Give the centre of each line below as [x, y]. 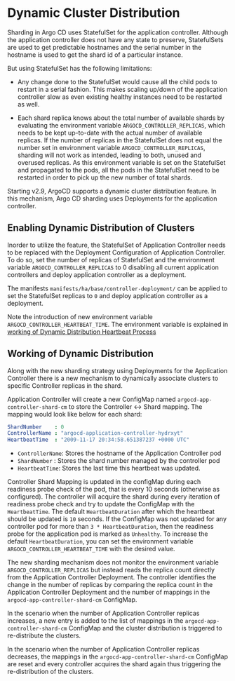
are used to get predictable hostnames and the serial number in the [105, 47]
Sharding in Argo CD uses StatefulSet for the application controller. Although [118, 32]
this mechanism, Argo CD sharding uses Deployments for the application [112, 198]
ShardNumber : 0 [36, 427]
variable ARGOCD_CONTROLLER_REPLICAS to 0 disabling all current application [113, 267]
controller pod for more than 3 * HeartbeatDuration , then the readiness [110, 527]
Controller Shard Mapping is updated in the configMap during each [104, 482]
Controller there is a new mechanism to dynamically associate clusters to [113, 378]
